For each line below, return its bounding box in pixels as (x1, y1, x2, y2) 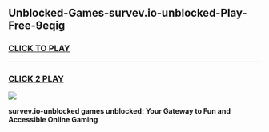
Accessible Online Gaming (8, 114, 98, 124)
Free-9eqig (8, 19, 66, 33)
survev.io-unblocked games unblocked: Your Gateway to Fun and (8, 106, 231, 115)
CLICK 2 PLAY (8, 73, 64, 84)
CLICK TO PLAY (8, 43, 70, 54)
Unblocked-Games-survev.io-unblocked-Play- (8, 6, 247, 20)
